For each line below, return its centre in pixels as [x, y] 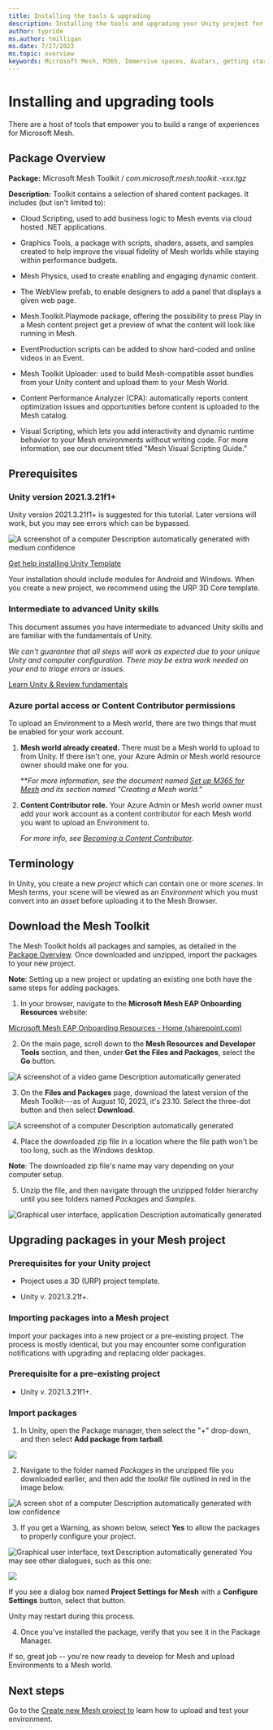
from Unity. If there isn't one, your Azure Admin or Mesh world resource [141, 756]
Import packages [43, 1412]
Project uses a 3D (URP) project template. [90, 1281]
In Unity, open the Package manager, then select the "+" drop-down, [135, 1430]
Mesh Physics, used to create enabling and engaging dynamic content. [139, 276]
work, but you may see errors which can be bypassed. [100, 523]
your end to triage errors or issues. [67, 668]
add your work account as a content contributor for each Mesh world [136, 813]
